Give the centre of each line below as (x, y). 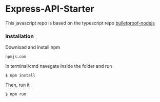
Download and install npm (33, 47)
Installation (20, 36)
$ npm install (21, 75)
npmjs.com (16, 57)
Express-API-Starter (50, 9)
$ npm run (16, 94)
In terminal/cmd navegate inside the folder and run (59, 66)
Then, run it (17, 85)
